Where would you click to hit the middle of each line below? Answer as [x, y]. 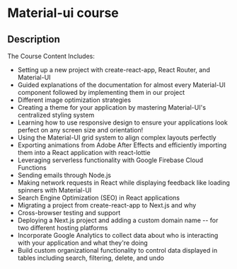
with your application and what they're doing [83, 243]
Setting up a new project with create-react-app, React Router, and [114, 70]
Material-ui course [63, 13]
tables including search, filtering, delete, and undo [91, 258]
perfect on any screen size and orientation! [80, 130]
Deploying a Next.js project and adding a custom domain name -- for [118, 220]
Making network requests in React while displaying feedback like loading [123, 183]
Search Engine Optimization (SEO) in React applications [99, 198]
